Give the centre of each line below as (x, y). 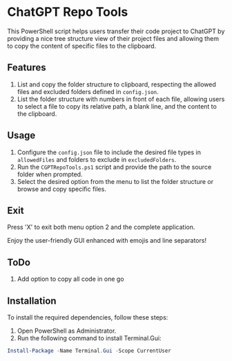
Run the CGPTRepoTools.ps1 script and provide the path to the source (114, 167)
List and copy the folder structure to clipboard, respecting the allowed (116, 84)
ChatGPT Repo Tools (68, 12)
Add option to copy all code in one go (70, 279)
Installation (32, 300)
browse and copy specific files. (62, 189)
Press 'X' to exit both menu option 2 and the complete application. (101, 227)
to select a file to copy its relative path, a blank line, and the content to (117, 106)
